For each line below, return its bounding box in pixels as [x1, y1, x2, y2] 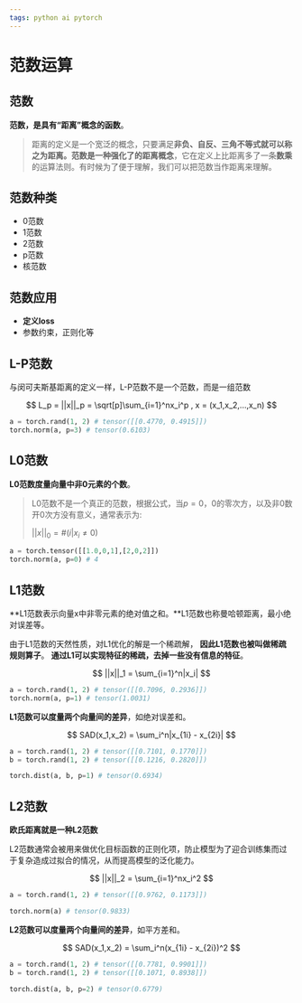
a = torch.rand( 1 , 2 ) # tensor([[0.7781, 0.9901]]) [9, 960, 207, 969]
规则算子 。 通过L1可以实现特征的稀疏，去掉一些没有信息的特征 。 [9, 650, 249, 661]
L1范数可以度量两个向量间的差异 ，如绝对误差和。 [9, 711, 191, 722]
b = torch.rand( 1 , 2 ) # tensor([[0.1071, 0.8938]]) [9, 968, 207, 977]
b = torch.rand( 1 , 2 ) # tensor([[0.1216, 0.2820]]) [9, 755, 207, 764]
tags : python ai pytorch [9, 13, 103, 23]
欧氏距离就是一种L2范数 [9, 824, 98, 836]
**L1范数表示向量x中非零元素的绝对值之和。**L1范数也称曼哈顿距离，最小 [9, 607, 284, 619]
